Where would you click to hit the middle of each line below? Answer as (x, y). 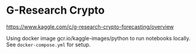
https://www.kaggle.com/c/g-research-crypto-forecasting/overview (90, 27)
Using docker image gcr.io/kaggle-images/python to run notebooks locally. (99, 38)
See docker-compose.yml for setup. (48, 45)
